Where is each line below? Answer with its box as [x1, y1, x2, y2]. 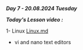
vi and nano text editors [14, 39, 71, 45]
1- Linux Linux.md [6, 27, 48, 34]
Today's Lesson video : [6, 16, 63, 23]
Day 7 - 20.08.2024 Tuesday [6, 5, 77, 12]
